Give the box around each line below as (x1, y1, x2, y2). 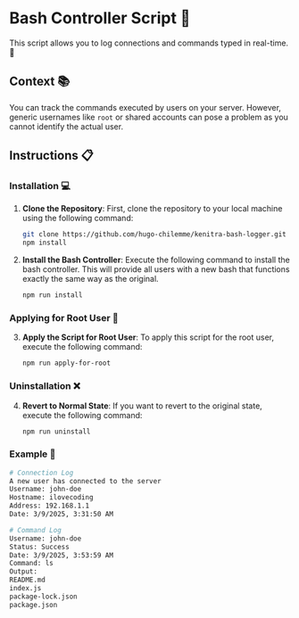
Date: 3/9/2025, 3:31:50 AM (9, 510, 114, 519)
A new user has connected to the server (9, 476, 162, 485)
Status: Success (9, 542, 70, 551)
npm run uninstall (21, 427, 91, 436)
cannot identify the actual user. (9, 120, 123, 132)
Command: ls (9, 559, 54, 568)
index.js (9, 584, 42, 593)
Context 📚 (9, 74, 71, 89)
